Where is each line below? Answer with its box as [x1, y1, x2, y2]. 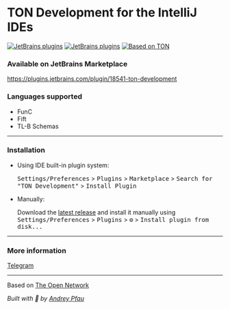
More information [7, 245, 66, 255]
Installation [7, 145, 46, 155]
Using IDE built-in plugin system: [16, 161, 110, 169]
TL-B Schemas [16, 122, 60, 130]
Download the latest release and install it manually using [16, 208, 176, 217]
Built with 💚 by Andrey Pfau [7, 295, 84, 303]
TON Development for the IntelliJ [7, 5, 197, 21]
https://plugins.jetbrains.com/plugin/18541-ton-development [7, 75, 177, 83]
